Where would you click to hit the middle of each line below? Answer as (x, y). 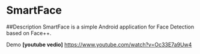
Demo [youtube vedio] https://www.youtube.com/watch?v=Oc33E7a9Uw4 (99, 45)
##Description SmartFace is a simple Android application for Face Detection (100, 27)
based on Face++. (29, 33)
